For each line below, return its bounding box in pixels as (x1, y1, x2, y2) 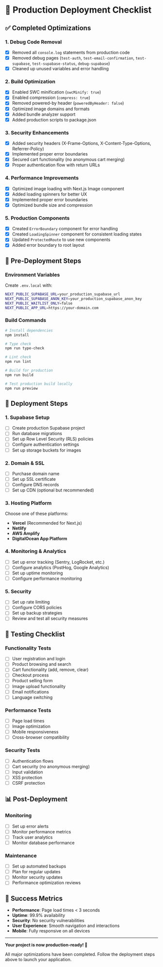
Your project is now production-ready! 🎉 (5, 942, 88, 948)
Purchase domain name (12, 471, 60, 476)
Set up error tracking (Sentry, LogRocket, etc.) (12, 559, 105, 565)
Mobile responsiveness (12, 729, 59, 735)
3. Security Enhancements (5, 129, 69, 136)
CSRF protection (12, 780, 45, 786)
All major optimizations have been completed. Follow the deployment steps (5, 951, 155, 957)
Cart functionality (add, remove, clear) (12, 667, 89, 672)
